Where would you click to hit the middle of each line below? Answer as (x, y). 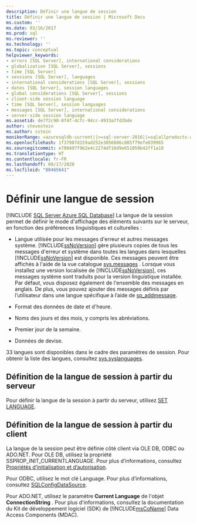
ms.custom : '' (23, 22)
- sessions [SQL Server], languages (51, 77)
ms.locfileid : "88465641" (38, 170)
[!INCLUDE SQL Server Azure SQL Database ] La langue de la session (89, 215)
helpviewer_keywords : (33, 55)
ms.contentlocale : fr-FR (36, 159)
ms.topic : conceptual (33, 50)
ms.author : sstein (28, 132)
